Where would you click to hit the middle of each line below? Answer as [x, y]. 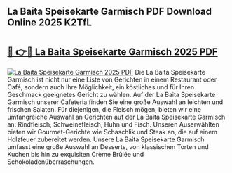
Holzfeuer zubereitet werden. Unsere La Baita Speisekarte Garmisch [106, 139]
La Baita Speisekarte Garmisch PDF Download [110, 12]
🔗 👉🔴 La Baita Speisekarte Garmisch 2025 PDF [113, 52]
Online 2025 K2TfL [50, 23]
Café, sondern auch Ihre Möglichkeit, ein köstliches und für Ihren [101, 87]
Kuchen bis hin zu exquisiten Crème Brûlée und [76, 154]
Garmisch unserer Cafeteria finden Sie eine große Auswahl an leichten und [115, 102]
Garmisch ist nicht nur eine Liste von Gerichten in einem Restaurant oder [112, 79]
